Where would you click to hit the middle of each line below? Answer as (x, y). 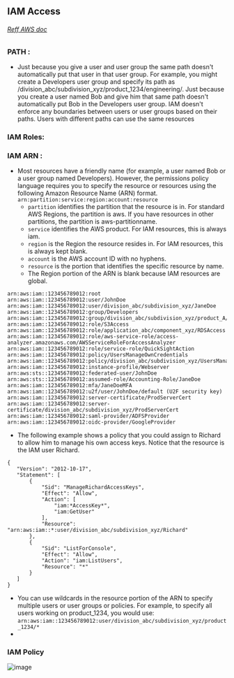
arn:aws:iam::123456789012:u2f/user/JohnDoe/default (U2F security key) (115, 392)
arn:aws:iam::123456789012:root (54, 294)
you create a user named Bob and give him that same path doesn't (113, 96)
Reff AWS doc (27, 29)
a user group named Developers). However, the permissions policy (113, 178)
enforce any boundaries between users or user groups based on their (117, 111)
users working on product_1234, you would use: (86, 613)
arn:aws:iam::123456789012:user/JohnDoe (67, 300)
